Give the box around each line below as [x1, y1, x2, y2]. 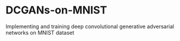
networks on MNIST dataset [5, 29, 75, 36]
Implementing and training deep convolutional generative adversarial [5, 23, 174, 30]
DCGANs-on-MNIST [5, 4, 107, 17]
